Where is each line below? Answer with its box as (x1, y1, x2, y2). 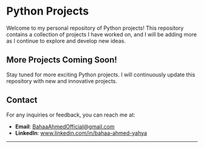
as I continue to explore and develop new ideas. (6, 37, 126, 44)
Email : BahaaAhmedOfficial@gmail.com (15, 123, 115, 130)
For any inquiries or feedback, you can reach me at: (6, 111, 135, 118)
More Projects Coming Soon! (6, 55, 117, 65)
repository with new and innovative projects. (6, 77, 117, 84)
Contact (6, 95, 38, 106)
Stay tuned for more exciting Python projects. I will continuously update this (6, 71, 195, 78)
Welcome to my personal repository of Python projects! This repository (6, 24, 184, 32)
